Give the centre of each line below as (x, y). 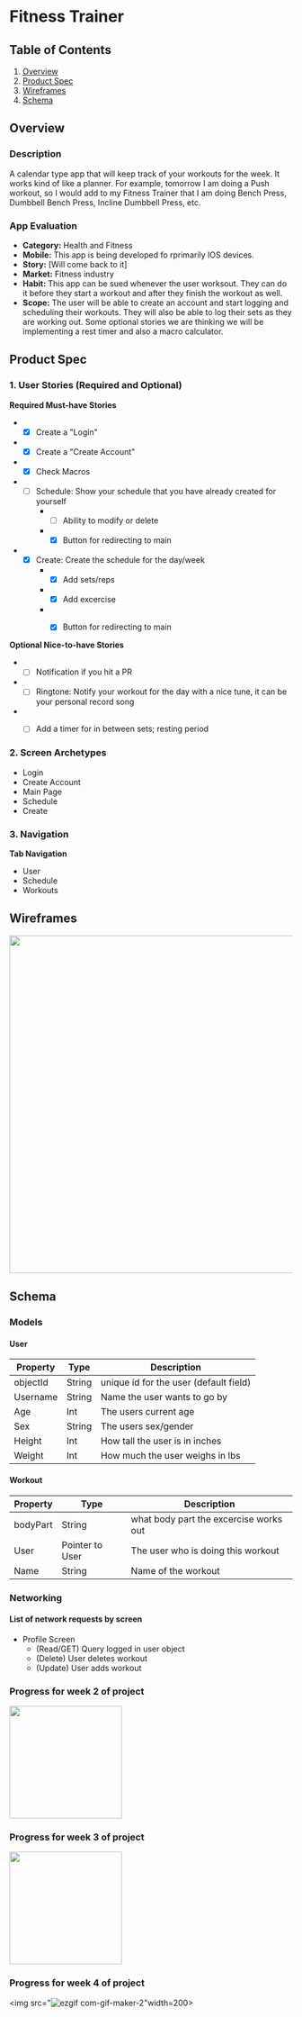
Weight (29, 1456)
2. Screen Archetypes (58, 753)
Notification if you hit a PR (84, 672)
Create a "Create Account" (85, 451)
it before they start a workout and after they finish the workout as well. (152, 293)
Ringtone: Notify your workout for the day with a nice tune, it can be (161, 692)
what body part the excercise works (207, 1519)
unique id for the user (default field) (176, 1382)
